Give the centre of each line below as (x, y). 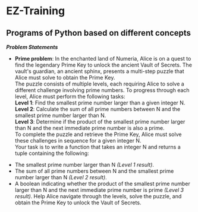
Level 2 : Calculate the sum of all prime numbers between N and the (97, 109)
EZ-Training (36, 11)
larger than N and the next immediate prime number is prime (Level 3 (99, 190)
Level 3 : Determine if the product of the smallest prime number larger (100, 122)
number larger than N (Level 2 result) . (61, 177)
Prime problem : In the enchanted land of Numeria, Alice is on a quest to (103, 58)
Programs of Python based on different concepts (99, 33)
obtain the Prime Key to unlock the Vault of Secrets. (78, 202)
